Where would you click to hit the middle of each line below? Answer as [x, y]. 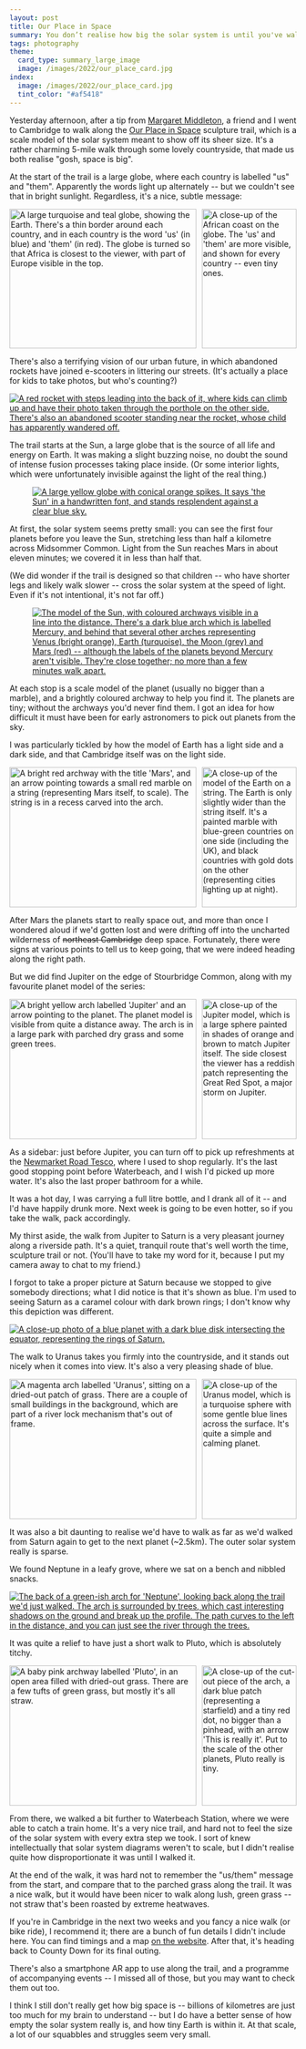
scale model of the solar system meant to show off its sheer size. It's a [142, 139]
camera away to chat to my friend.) [75, 1265]
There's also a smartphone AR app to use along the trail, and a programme [149, 1968]
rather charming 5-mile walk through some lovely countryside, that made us [152, 149]
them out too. [35, 1987]
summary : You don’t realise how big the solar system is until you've [146, 35]
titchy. [21, 1653]
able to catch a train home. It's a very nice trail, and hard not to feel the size [151, 1828]
